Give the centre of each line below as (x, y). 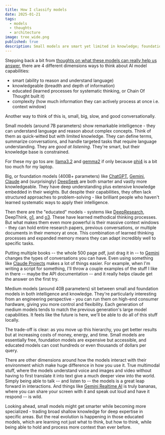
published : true (22, 42)
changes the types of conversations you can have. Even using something (79, 258)
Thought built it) (28, 96)
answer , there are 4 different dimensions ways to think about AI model (76, 66)
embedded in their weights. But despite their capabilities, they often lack (78, 192)
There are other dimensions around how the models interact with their (76, 360)
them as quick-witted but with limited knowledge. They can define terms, (79, 136)
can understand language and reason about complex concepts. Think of (78, 131)
